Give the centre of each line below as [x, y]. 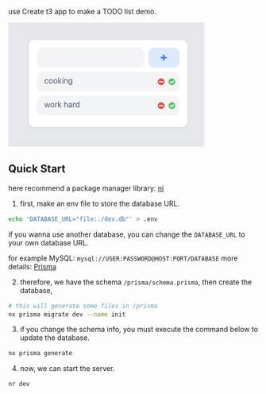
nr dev [19, 384]
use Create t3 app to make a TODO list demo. [83, 12]
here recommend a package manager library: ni [86, 188]
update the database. [54, 338]
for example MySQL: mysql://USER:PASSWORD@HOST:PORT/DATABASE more [123, 258]
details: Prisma [33, 266]
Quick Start [37, 169]
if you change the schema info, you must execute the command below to [139, 330]
